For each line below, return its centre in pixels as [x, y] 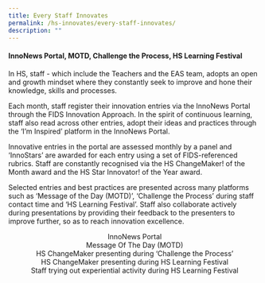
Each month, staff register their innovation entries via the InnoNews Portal [129, 106]
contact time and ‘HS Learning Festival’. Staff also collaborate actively [123, 204]
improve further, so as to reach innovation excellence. [96, 221]
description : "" [35, 30]
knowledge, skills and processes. [63, 90]
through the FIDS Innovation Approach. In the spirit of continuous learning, [131, 114]
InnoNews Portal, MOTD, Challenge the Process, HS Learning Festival [125, 56]
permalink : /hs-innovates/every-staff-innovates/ [92, 23]
